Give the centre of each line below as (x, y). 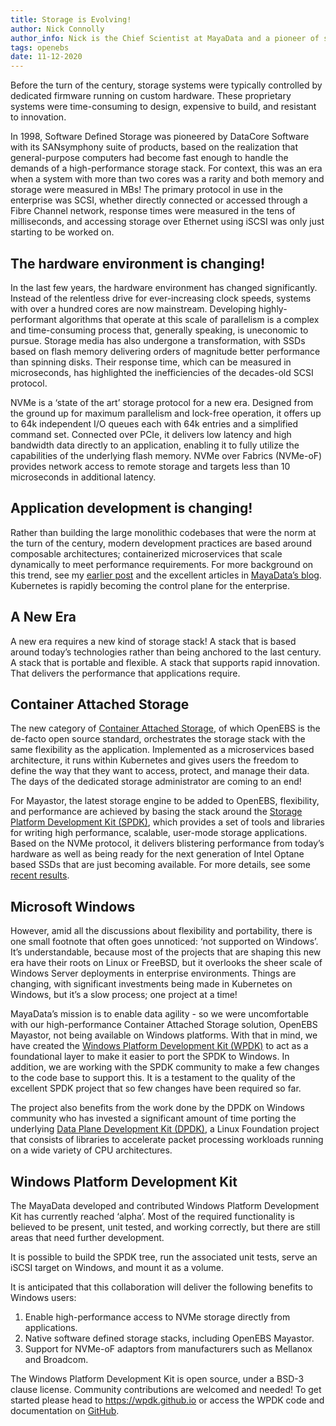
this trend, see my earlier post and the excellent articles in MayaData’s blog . (166, 575)
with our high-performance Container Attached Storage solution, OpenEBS (164, 1025)
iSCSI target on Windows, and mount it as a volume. (117, 1267)
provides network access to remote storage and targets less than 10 (150, 466)
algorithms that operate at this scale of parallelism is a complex (189, 319)
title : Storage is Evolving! (71, 19)
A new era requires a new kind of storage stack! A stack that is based (153, 641)
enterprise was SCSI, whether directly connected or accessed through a (159, 200)
